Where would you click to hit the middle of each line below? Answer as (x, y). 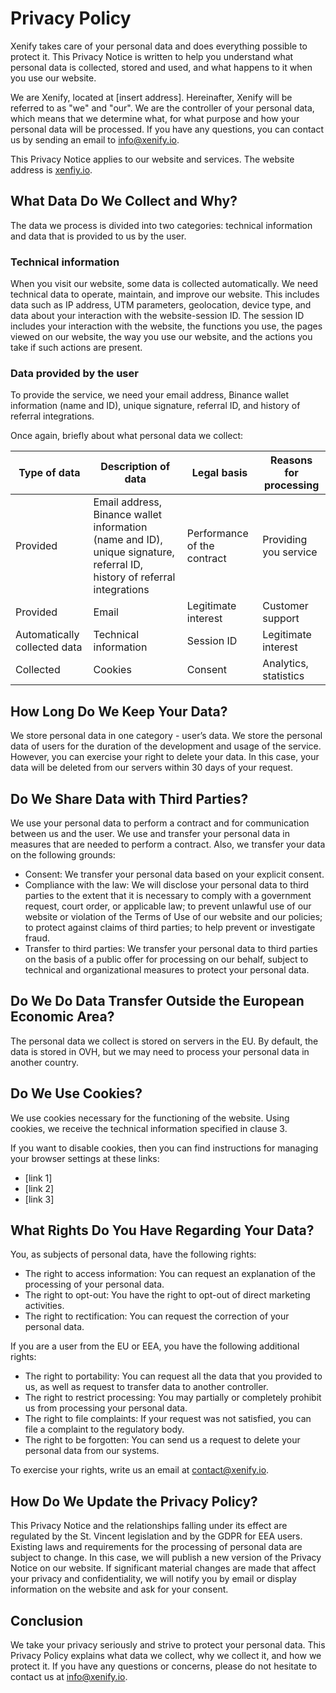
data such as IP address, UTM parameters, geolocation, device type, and (161, 305)
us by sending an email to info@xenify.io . (95, 139)
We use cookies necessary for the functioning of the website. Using (150, 1118)
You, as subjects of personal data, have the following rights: (133, 1254)
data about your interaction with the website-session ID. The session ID (157, 316)
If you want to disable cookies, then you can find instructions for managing (164, 1148)
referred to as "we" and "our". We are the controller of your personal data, (162, 108)
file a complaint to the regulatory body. (104, 1429)
